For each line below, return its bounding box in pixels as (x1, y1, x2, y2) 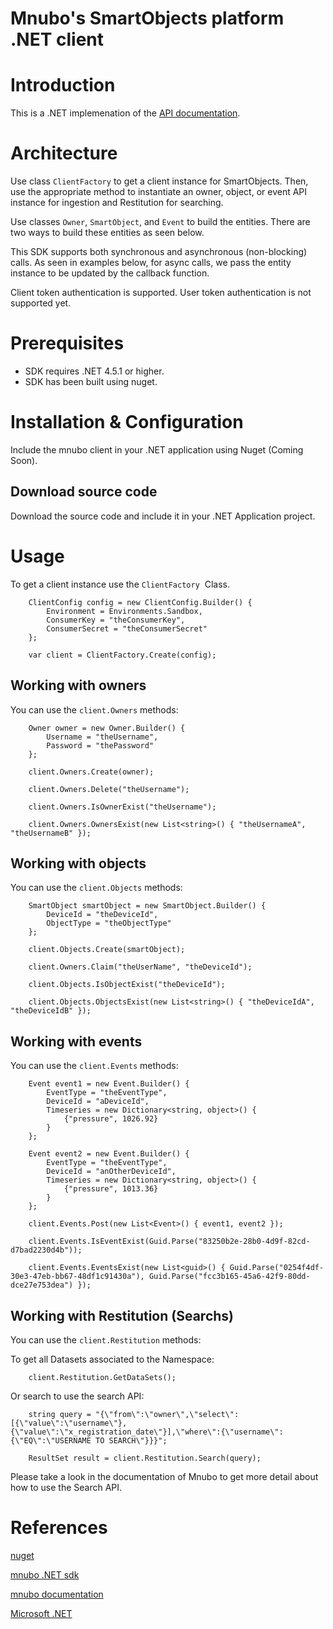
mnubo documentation (10, 1588, 104, 1600)
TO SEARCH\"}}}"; (95, 1435, 168, 1446)
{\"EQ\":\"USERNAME (10, 1435, 92, 1446)
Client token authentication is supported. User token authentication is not (10, 287, 312, 299)
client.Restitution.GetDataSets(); (28, 1372, 177, 1382)
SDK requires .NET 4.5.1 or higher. (24, 365, 165, 377)
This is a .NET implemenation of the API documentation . (10, 107, 241, 119)
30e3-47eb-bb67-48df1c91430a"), (10, 1272, 145, 1282)
